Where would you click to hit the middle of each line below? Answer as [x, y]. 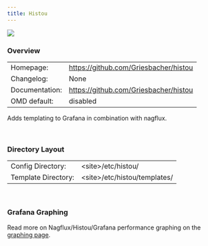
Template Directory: [42, 178]
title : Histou [28, 13]
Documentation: [37, 90]
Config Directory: [39, 166]
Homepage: [30, 68]
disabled [83, 101]
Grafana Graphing [38, 212]
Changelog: [29, 79]
